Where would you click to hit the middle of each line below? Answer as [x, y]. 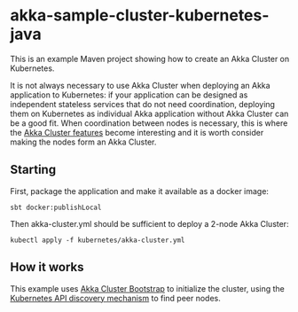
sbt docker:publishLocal [56, 207]
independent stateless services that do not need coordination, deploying [143, 104]
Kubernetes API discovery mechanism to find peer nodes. [115, 298]
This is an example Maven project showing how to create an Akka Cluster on [150, 58]
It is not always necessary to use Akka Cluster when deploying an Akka [140, 85]
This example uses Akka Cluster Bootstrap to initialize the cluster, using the [147, 288]
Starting [33, 170]
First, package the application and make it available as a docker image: [140, 191]
